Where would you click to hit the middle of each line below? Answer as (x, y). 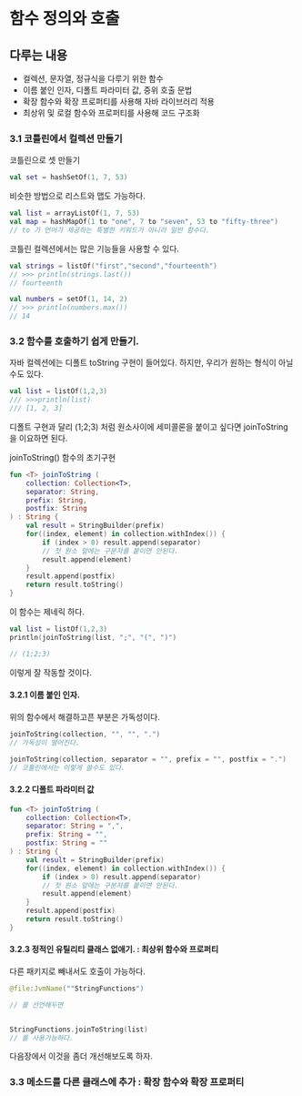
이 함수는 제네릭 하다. (47, 612)
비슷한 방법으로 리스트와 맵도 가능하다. (77, 196)
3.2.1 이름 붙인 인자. (45, 695)
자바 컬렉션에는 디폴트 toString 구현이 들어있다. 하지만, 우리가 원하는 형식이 (143, 363)
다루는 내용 (39, 55)
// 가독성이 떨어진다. (45, 743)
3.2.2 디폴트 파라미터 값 (52, 789)
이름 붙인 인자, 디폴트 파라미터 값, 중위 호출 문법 (107, 90)
